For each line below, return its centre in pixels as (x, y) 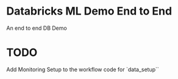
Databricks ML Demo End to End (89, 11)
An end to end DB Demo (37, 28)
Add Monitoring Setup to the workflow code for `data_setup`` (83, 69)
